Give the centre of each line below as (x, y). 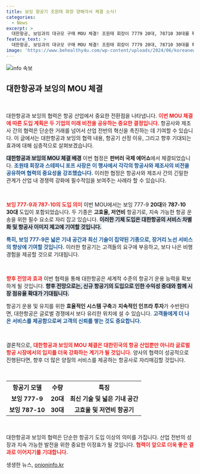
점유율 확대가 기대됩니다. (41, 293)
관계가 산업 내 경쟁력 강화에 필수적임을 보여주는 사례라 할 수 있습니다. (86, 180)
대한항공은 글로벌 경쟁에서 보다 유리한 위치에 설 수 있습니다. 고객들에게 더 (99, 313)
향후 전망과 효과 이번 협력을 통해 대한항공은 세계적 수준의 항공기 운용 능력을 (93, 278)
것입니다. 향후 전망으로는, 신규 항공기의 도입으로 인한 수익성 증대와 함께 (105, 285)
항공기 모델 (27, 387)
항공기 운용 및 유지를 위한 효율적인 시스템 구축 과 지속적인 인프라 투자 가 (87, 306)
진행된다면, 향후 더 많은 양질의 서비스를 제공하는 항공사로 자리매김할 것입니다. (96, 360)
